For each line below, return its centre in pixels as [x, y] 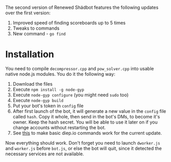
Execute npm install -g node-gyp [49, 89]
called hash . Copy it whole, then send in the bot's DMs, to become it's [86, 116]
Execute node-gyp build [38, 100]
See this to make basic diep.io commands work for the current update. [87, 133]
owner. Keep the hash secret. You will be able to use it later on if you [85, 122]
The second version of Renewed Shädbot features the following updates [82, 7]
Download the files [33, 84]
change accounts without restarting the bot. [59, 127]
